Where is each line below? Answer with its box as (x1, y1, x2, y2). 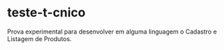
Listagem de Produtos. (7, 34, 72, 42)
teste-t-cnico (7, 5, 86, 21)
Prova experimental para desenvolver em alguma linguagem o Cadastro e (7, 27, 217, 36)
